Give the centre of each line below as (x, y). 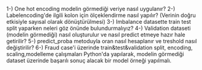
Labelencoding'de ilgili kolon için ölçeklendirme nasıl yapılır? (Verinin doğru (101, 15)
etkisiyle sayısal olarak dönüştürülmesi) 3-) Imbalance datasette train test (99, 22)
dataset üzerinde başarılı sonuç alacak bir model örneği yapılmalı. (89, 61)
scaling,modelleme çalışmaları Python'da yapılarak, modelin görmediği (95, 54)
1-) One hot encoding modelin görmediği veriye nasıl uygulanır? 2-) (91, 9)
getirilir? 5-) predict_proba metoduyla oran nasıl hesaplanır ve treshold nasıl (102, 41)
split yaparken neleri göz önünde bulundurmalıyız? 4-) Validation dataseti (99, 28)
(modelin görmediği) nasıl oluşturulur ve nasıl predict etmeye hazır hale (96, 35)
